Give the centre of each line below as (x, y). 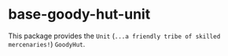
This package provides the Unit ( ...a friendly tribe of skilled (114, 36)
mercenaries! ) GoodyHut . (47, 44)
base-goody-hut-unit (79, 14)
